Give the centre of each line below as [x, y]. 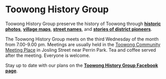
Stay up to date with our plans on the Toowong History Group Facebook [82, 65]
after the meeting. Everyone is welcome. [48, 55]
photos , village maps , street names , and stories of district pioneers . [79, 29]
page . [11, 71]
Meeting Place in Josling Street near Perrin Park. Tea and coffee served [81, 50]
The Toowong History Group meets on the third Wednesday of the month [82, 39]
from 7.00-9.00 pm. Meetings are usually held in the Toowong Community [83, 44]
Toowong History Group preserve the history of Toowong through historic [83, 24]
